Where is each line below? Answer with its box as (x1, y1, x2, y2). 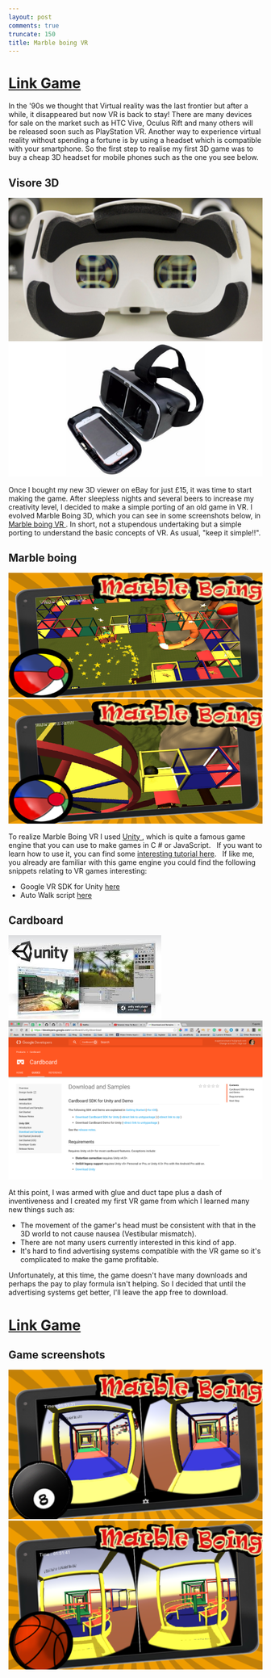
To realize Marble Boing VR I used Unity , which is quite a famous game (8, 832, 246, 841)
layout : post (8, 13, 52, 21)
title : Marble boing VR (8, 39, 89, 47)
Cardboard (8, 913, 64, 927)
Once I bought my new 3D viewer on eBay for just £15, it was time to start (8, 485, 252, 494)
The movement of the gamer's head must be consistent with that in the (19, 1220, 256, 1231)
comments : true (8, 21, 60, 30)
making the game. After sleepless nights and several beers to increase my (8, 493, 254, 503)
